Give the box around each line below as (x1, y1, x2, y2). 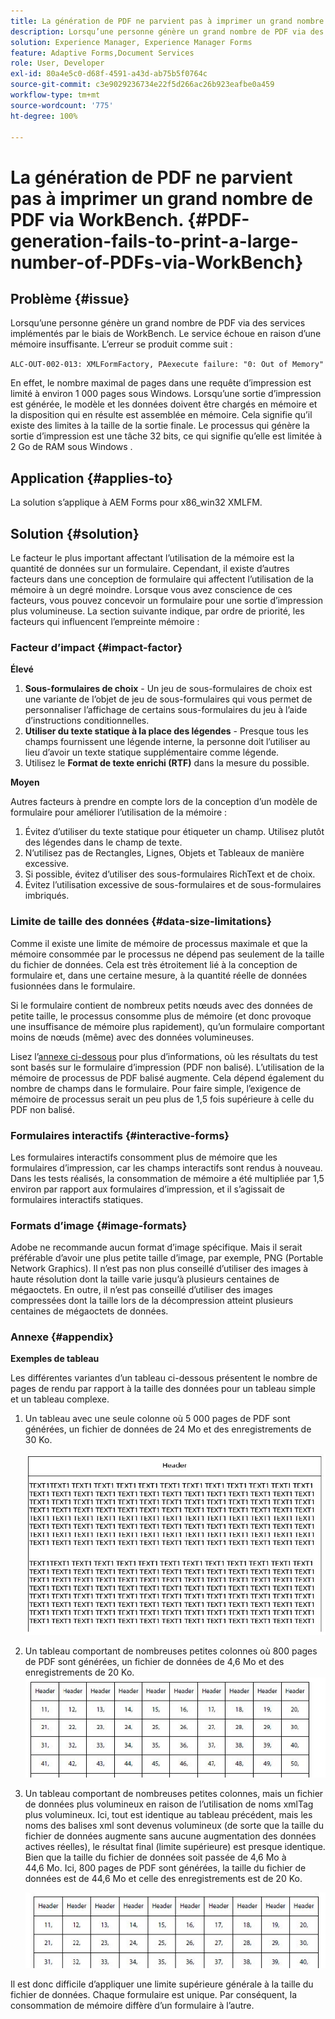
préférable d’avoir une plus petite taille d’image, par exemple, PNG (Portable (10, 1252, 324, 1264)
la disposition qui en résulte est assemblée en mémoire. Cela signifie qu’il (10, 409, 313, 421)
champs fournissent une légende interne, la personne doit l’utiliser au (24, 736, 311, 748)
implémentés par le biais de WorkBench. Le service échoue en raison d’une (10, 328, 322, 340)
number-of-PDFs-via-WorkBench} (10, 251, 304, 274)
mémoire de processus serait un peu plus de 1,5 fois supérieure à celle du (10, 1093, 315, 1105)
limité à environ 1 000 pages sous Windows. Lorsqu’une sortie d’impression (10, 388, 322, 400)
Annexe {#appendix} (10, 1330, 115, 1344)
